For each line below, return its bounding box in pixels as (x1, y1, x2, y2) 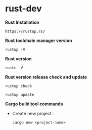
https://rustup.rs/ (5, 29, 46, 34)
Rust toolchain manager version (5, 38, 73, 43)
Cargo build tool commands (5, 101, 63, 107)
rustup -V (5, 47, 26, 52)
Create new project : (12, 110, 54, 116)
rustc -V (5, 65, 23, 70)
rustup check (5, 84, 32, 88)
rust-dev (5, 3, 42, 14)
